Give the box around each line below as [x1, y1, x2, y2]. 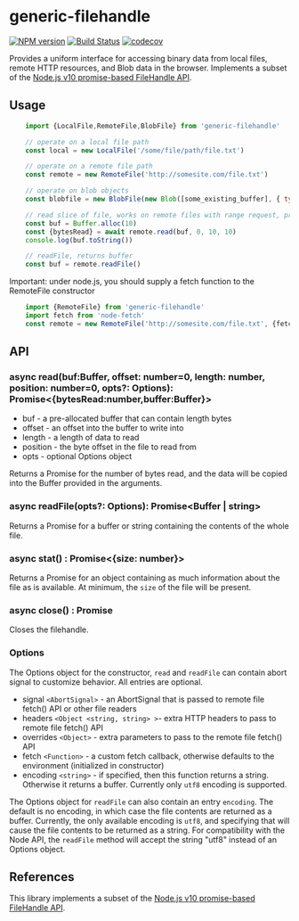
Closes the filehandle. [9, 624, 89, 635]
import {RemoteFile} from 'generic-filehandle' [25, 303, 205, 312]
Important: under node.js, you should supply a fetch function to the [9, 276, 255, 287]
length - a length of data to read [21, 432, 140, 443]
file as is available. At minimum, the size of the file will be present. [9, 582, 252, 593]
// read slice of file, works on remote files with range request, [25, 210, 280, 219]
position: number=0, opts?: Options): [9, 382, 174, 394]
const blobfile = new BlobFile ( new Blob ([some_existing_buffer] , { [25, 194, 280, 203]
